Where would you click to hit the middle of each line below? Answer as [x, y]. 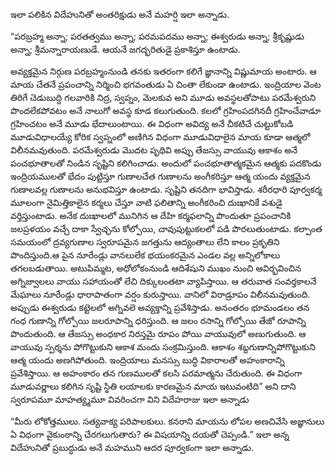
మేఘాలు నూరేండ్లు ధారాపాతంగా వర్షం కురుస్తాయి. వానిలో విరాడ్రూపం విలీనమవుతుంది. [160, 294]
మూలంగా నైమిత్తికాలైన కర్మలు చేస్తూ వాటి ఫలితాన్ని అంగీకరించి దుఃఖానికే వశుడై [146, 202]
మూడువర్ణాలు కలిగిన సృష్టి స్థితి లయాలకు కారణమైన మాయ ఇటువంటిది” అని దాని [153, 386]
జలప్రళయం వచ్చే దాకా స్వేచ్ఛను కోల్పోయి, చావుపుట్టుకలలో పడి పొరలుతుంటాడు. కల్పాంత [166, 228]
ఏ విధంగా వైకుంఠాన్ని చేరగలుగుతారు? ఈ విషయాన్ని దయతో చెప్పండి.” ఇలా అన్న [150, 434]
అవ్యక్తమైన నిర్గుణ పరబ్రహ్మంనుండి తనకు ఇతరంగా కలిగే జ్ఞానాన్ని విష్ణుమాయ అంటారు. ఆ [163, 71]
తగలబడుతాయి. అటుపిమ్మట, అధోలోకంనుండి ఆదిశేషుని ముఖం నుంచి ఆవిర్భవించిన [156, 268]
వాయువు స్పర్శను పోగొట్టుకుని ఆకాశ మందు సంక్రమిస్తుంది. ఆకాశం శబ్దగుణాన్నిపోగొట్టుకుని [163, 347]
